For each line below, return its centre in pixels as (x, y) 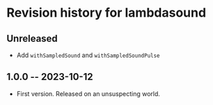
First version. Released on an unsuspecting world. (88, 94)
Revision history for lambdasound (106, 13)
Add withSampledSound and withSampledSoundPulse (88, 55)
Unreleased (32, 39)
